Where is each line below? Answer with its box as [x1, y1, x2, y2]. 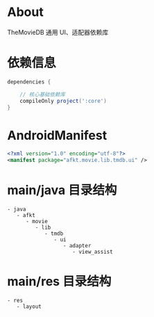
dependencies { [7, 78, 51, 86]
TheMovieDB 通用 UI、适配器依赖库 [7, 28, 109, 36]
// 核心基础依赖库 [19, 91, 66, 98]
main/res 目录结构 [7, 274, 112, 289]
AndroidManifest [7, 127, 108, 143]
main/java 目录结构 [7, 182, 117, 198]
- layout [16, 303, 42, 310]
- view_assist [72, 248, 113, 255]
